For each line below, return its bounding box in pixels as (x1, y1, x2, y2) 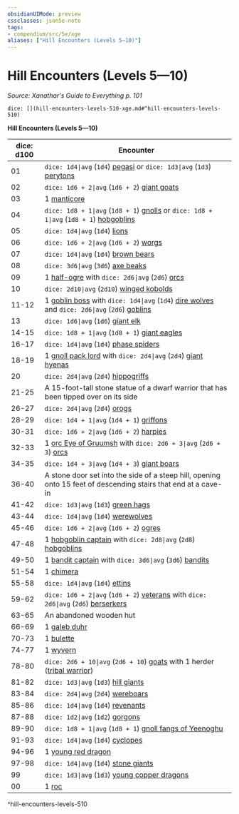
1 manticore (44, 194, 85, 204)
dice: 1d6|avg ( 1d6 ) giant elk (44, 316, 141, 326)
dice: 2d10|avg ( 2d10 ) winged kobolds (44, 284, 173, 294)
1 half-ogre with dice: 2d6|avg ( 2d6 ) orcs (44, 273, 184, 283)
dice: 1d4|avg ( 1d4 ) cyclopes (44, 736, 143, 746)
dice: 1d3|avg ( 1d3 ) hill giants (44, 677, 144, 687)
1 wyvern (44, 645, 77, 655)
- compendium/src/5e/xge (7, 30, 81, 38)
